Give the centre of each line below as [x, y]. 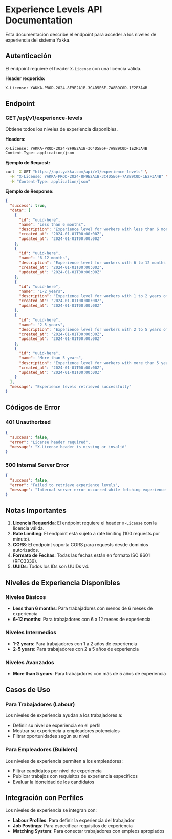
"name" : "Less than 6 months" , [52, 225]
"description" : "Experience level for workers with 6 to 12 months [92, 263]
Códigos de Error [33, 407]
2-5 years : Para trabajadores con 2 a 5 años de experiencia [76, 649]
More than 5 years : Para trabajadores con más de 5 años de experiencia [89, 673]
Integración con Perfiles [45, 798]
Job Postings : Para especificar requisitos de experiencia [73, 825]
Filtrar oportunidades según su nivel [51, 736]
